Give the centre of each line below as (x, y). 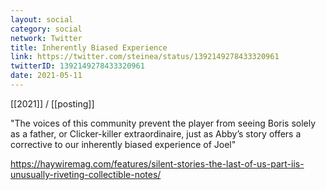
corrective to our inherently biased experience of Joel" (123, 144)
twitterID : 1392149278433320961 (77, 66)
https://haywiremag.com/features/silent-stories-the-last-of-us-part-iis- (157, 163)
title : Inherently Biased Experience (89, 47)
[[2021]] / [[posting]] (52, 103)
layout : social (42, 19)
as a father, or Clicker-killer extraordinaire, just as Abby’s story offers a (156, 133)
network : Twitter (46, 38)
